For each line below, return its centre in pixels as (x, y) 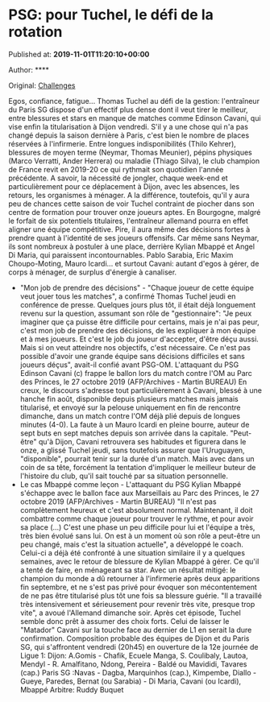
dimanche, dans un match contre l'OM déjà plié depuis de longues (130, 415)
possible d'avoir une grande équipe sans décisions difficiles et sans (133, 356)
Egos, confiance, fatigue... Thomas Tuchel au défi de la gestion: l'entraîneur (134, 101)
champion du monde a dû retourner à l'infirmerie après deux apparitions (140, 578)
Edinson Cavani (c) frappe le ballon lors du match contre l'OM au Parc (136, 373)
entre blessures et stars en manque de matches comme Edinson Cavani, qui (135, 118)
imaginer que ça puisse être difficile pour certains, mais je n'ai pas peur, (139, 322)
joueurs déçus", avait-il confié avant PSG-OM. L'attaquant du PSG (129, 365)
